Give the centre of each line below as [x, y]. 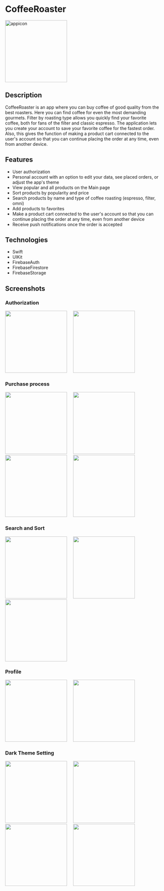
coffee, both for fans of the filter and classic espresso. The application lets [81, 123]
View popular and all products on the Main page [61, 188]
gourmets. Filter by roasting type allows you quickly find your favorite [76, 118]
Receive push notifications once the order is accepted [67, 224]
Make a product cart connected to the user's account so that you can [83, 214]
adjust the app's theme [36, 182]
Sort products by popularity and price [50, 192]
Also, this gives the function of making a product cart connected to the [77, 133]
